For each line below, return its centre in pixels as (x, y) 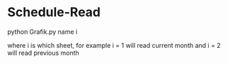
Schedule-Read (54, 12)
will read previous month (43, 53)
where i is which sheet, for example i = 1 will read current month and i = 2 (114, 45)
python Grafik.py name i (42, 32)
